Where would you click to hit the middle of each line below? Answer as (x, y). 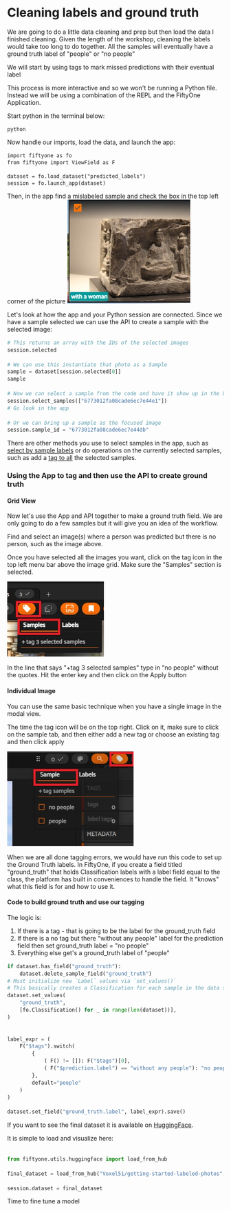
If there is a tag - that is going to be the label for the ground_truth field (116, 931)
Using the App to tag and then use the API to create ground (107, 476)
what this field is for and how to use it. (61, 886)
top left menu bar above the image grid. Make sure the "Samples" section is (114, 565)
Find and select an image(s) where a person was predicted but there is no (112, 537)
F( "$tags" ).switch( (47, 1046)
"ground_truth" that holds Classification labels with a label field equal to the (114, 872)
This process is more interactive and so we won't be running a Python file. (112, 88)
